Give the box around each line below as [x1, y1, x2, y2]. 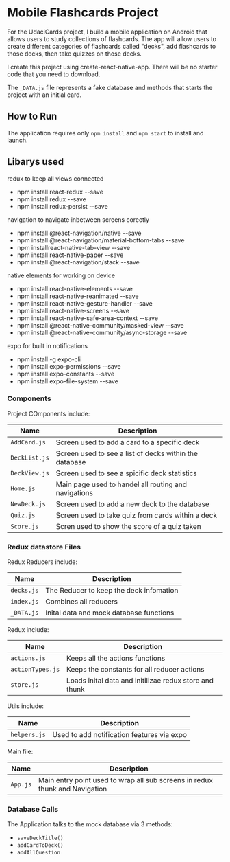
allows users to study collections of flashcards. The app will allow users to [7, 34, 217, 43]
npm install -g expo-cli [16, 355, 81, 363]
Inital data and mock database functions [45, 608, 175, 617]
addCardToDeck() [16, 842, 64, 849]
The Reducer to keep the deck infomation [45, 586, 179, 596]
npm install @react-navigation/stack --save [16, 258, 140, 266]
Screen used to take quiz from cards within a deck [55, 510, 218, 520]
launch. [7, 136, 29, 144]
